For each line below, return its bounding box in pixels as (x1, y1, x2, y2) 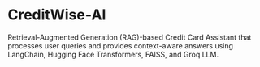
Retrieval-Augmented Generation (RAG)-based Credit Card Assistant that (7, 32, 252, 42)
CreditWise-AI (7, 6, 106, 24)
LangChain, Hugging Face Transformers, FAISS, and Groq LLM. (7, 49, 219, 59)
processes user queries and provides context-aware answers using (7, 40, 233, 50)
